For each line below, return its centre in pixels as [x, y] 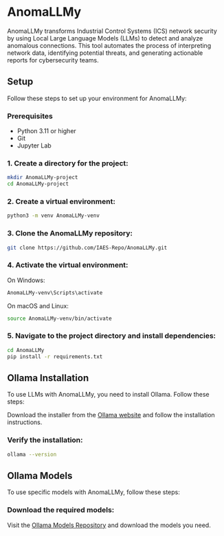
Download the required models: [61, 510]
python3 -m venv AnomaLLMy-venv [53, 216]
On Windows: [26, 280]
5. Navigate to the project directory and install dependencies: [112, 336]
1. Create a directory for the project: [68, 163]
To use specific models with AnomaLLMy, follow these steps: [94, 492]
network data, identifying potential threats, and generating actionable [105, 53]
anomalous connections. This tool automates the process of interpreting [109, 45]
